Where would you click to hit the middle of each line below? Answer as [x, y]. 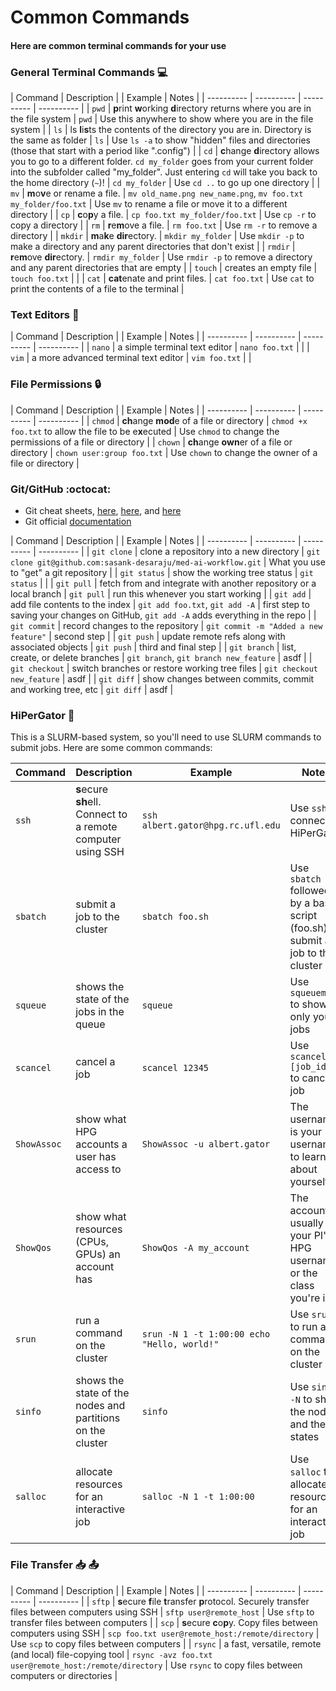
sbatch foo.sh [175, 917]
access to [98, 1169]
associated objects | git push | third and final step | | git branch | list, [153, 647]
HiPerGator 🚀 [42, 715]
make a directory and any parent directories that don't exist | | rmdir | [153, 247]
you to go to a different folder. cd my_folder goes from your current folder [162, 162]
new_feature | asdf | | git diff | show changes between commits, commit [162, 678]
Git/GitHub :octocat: [61, 489]
